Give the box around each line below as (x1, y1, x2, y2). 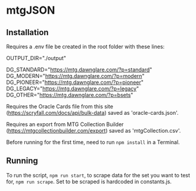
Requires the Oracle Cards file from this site (6, 103, 113, 110)
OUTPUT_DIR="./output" (6, 55, 67, 61)
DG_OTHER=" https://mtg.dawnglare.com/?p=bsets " (6, 92, 133, 98)
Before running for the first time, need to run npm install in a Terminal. (6, 139, 180, 146)
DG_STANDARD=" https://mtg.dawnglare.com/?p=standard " (6, 66, 153, 73)
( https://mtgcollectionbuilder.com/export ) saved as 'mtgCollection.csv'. (6, 127, 181, 134)
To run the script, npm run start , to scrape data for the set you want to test (6, 171, 191, 179)
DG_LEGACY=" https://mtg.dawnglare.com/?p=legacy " (6, 85, 139, 92)
